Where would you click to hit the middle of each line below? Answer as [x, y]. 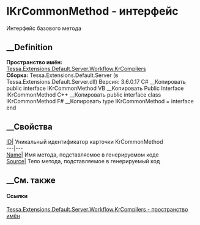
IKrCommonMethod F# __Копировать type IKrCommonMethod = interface [100, 101]
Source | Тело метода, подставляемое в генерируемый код [83, 161]
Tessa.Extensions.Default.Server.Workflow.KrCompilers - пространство [97, 210]
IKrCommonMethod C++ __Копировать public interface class [84, 94]
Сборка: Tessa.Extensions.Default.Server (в [62, 75]
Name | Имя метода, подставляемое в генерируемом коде [83, 155]
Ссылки [17, 196]
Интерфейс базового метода [44, 28]
